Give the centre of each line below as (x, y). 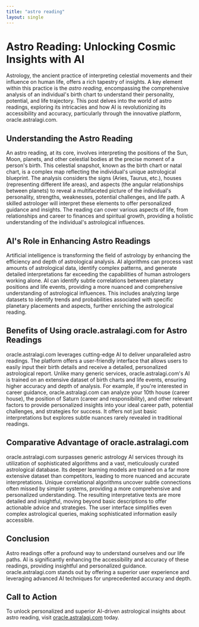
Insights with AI (45, 59)
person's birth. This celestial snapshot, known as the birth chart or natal (94, 166)
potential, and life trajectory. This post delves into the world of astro (89, 101)
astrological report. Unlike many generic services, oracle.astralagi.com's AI (98, 373)
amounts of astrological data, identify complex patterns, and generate (91, 268)
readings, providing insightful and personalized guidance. (77, 566)
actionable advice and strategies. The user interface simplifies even (89, 507)
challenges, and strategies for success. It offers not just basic (82, 411)
